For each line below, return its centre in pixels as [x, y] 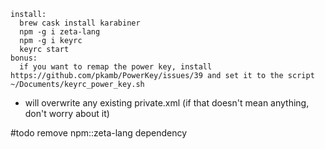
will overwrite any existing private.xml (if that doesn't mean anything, [167, 103]
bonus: [24, 58]
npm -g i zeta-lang [60, 32]
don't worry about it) [67, 113]
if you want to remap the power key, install [116, 67]
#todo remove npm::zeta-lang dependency [99, 133]
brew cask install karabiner [80, 23]
